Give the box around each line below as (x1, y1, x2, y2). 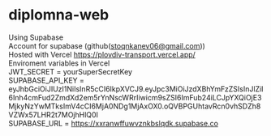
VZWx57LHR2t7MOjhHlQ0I (8, 109, 99, 119)
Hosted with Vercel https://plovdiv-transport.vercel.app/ (8, 49, 196, 59)
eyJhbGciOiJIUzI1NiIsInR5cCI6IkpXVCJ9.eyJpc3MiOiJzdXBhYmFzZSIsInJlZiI (8, 83, 264, 94)
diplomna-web (8, 6, 110, 24)
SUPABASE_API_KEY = (8, 75, 85, 85)
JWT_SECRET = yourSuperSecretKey (8, 66, 132, 76)
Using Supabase (8, 32, 63, 42)
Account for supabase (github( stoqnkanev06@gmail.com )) (8, 40, 205, 50)
